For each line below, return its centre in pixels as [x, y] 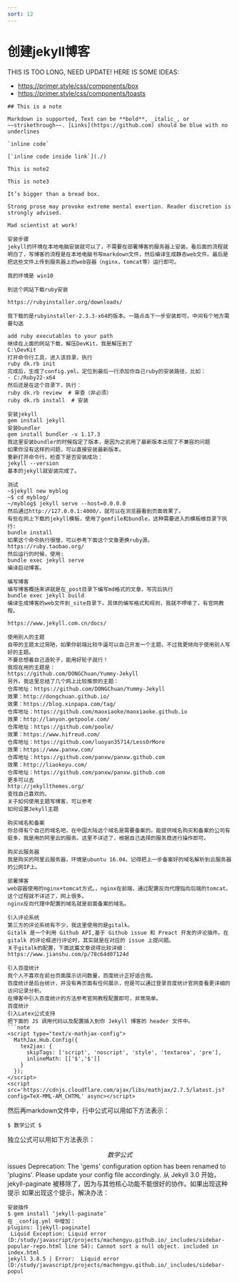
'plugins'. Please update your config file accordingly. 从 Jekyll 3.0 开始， [114, 1174]
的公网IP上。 [24, 867]
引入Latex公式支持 [31, 1013]
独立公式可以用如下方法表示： [51, 1139]
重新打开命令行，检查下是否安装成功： [55, 457]
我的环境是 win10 [30, 276]
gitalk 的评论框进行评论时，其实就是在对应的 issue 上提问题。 [91, 940]
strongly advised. [35, 213]
